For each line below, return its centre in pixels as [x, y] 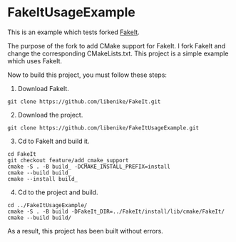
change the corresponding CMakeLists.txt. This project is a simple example [118, 53]
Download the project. [50, 115]
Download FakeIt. [43, 88]
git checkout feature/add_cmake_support [68, 160]
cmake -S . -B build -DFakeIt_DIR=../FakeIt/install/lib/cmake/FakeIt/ [116, 211]
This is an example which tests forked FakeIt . [74, 32]
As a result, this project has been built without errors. [86, 231]
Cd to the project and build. [58, 192]
